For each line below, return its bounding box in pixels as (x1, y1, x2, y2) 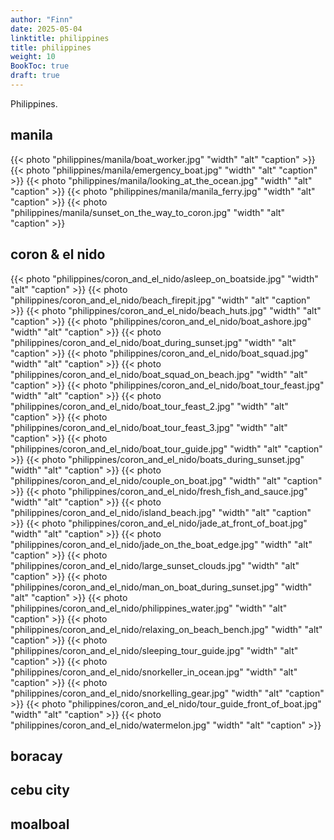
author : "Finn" (10, 14, 74, 25)
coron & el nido (10, 246, 106, 263)
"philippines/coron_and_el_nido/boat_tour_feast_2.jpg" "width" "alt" (10, 400, 289, 412)
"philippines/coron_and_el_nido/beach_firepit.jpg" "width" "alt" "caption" (10, 294, 311, 306)
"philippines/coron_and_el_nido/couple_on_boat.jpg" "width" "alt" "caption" (10, 474, 323, 486)
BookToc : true (10, 61, 70, 71)
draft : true (10, 71, 60, 81)
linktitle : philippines (10, 33, 110, 43)
